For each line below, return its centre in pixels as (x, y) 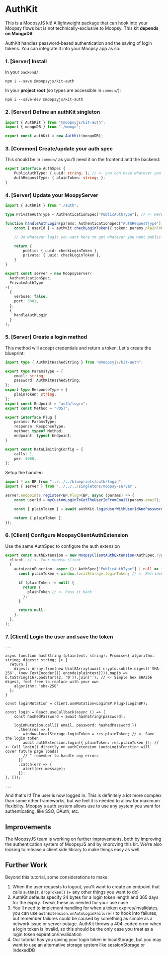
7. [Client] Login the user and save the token (59, 636)
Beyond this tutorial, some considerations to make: (57, 877)
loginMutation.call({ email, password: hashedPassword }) (75, 725)
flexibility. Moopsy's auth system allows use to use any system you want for (83, 806)
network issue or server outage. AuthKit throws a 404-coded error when (87, 924)
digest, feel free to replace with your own (52, 682)
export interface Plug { (31, 417)
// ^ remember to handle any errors (61, 756)
